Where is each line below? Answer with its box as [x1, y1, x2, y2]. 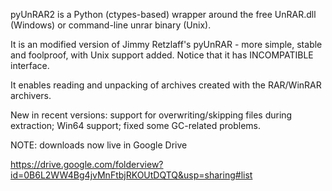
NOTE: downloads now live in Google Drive [10, 139, 188, 151]
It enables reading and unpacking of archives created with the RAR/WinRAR [10, 79, 322, 91]
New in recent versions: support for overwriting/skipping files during [10, 109, 293, 121]
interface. [10, 60, 50, 71]
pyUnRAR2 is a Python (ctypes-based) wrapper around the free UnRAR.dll [10, 9, 317, 20]
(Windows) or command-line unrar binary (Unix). [10, 19, 212, 31]
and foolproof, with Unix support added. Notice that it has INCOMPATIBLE [10, 49, 314, 61]
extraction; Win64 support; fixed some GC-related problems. [10, 120, 262, 131]
